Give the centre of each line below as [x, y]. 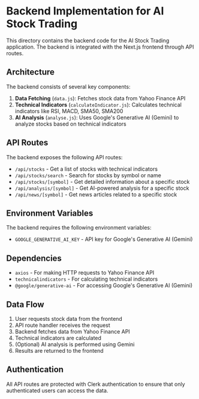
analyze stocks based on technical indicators [71, 124]
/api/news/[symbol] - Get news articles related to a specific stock [96, 194]
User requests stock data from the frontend [69, 319]
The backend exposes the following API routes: [64, 157]
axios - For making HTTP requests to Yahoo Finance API [85, 273]
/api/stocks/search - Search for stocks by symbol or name [88, 175]
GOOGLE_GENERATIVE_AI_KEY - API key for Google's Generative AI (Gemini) [104, 239]
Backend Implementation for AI [85, 11]
